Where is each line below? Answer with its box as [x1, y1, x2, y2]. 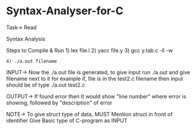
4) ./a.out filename [6, 58, 58, 64]
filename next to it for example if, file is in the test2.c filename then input [6, 75, 183, 82]
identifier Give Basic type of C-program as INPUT [6, 117, 127, 124]
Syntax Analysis [6, 35, 46, 42]
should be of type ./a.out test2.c [6, 81, 85, 88]
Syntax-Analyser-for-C [6, 4, 124, 18]
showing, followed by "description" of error [6, 99, 113, 106]
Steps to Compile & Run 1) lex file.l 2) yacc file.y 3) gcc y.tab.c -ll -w [6, 46, 173, 54]
